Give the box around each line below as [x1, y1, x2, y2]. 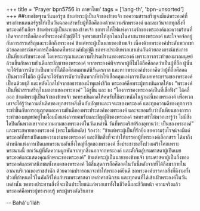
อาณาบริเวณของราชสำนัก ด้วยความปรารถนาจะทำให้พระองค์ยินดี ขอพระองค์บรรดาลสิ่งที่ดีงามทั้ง [6, 167, 190, 174]
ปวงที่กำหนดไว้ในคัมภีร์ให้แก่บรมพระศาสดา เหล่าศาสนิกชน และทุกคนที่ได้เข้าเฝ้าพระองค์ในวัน [6, 174, 187, 181]
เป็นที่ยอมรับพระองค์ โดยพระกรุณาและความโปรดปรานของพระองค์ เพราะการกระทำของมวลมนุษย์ [6, 53, 193, 60]
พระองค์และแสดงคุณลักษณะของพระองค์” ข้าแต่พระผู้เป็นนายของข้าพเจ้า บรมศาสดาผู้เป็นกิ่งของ [6, 154, 189, 161]
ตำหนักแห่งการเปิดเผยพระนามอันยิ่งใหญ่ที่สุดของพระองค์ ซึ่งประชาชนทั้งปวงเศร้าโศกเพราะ [6, 140, 180, 147]
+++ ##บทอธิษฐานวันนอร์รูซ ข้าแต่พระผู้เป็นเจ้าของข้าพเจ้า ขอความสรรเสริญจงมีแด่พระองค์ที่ [6, 13, 188, 19]
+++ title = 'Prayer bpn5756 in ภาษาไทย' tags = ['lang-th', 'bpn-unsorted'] [6, 6, 184, 13]
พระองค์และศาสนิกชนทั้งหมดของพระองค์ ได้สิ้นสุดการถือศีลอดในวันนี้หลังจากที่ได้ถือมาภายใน [6, 160, 186, 167]
